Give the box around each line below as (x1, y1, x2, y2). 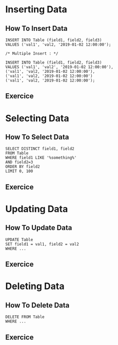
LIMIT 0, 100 (5, 169, 33, 174)
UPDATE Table (5, 237, 33, 242)
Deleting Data (5, 280, 65, 292)
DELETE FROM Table (5, 314, 45, 320)
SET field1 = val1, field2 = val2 (5, 241, 80, 247)
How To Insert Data (5, 24, 68, 33)
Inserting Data (5, 4, 68, 15)
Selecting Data (5, 112, 69, 124)
